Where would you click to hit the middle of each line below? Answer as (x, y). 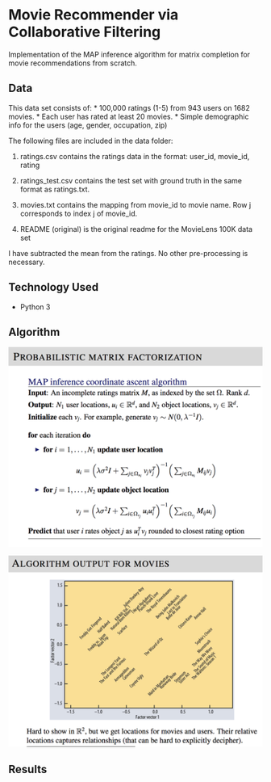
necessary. (27, 262)
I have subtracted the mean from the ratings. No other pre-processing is (128, 253)
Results (28, 769)
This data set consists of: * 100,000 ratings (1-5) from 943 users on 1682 (129, 107)
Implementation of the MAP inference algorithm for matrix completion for (129, 54)
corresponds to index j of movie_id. (79, 213)
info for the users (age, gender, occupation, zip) (88, 125)
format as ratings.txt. (55, 189)
